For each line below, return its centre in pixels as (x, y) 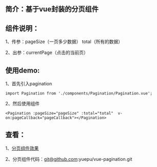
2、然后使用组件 (23, 104)
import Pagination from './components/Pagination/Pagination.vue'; (79, 94)
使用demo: (23, 70)
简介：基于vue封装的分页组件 (52, 9)
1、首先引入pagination (29, 84)
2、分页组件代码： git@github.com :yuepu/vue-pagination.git (69, 159)
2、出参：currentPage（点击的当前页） (47, 52)
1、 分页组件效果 (22, 148)
